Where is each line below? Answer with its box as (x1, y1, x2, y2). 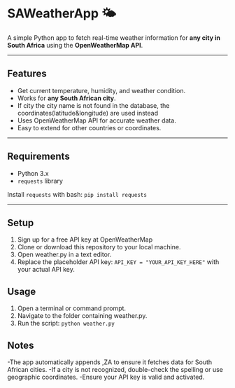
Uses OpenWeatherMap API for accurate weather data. (17, 116, 176, 125)
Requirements (7, 151, 70, 162)
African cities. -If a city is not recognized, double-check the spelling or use (7, 366, 224, 373)
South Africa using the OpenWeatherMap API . (7, 41, 143, 49)
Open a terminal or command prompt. (17, 304, 127, 312)
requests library (17, 176, 63, 185)
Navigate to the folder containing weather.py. (17, 312, 148, 320)
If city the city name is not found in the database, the (17, 101, 170, 109)
